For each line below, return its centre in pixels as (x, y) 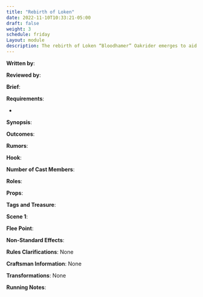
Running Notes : (26, 287)
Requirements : (25, 99)
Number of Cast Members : (40, 169)
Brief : (13, 86)
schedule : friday (28, 35)
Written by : (21, 63)
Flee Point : (20, 228)
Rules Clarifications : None (40, 252)
